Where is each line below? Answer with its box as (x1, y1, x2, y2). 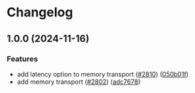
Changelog (6, 4, 73, 21)
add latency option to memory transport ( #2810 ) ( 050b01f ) (16, 70, 189, 78)
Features (6, 54, 38, 64)
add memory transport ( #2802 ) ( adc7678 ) (16, 77, 141, 86)
